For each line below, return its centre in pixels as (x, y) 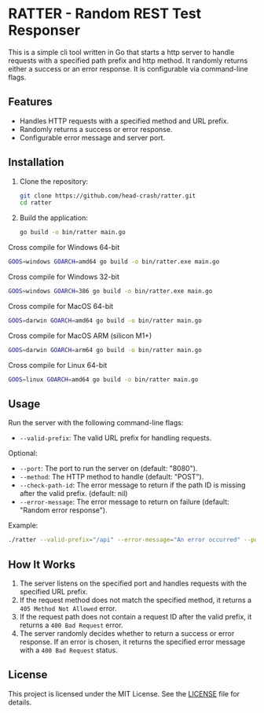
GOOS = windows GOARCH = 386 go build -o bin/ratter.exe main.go (110, 292)
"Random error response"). (63, 510)
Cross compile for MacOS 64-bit (61, 306)
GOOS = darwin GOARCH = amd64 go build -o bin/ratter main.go (105, 320)
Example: (23, 526)
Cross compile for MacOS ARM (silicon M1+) (80, 336)
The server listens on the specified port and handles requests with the (133, 583)
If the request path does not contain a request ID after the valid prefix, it (136, 617)
